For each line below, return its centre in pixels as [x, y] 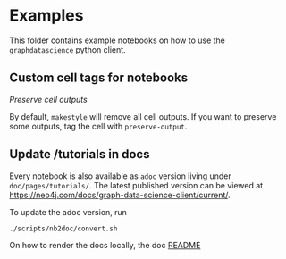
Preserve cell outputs [48, 99]
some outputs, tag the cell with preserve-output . [98, 126]
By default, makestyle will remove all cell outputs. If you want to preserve [143, 116]
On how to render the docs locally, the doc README [105, 246]
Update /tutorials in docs [80, 154]
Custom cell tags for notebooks [99, 78]
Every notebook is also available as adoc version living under [121, 176]
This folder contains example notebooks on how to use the [117, 40]
